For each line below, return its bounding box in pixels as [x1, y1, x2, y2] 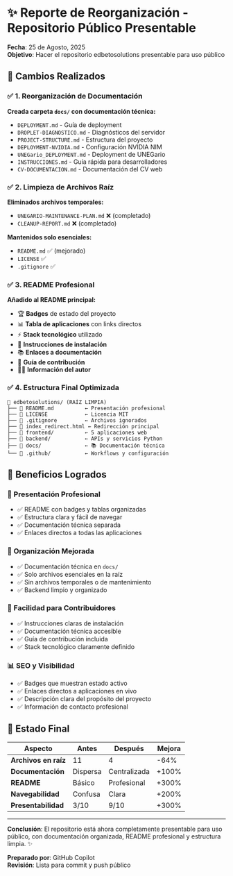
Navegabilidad [10, 789, 60, 799]
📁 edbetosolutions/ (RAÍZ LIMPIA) [7, 398, 107, 405]
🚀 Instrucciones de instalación [17, 340, 107, 348]
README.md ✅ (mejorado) [17, 246, 86, 255]
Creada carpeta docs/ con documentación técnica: [7, 107, 156, 115]
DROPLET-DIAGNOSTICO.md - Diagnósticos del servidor [17, 128, 165, 136]
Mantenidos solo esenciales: [7, 233, 92, 241]
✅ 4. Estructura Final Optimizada [7, 383, 120, 393]
